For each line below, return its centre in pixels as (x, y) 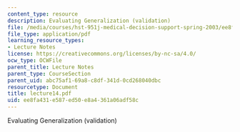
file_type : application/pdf (49, 34)
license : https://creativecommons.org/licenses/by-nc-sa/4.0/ (102, 54)
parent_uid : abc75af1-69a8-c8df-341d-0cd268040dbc (84, 80)
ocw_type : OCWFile (35, 61)
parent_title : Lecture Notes (51, 67)
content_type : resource (43, 14)
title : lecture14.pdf (40, 93)
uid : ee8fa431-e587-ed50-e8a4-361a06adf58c (73, 101)
